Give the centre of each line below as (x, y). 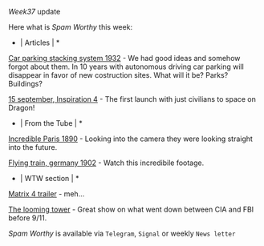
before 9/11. (28, 218)
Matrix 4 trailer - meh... (47, 194)
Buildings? (25, 84)
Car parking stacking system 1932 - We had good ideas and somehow (124, 58)
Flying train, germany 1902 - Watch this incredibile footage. (106, 163)
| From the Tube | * (51, 123)
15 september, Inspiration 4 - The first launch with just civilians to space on (132, 99)
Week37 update (35, 12)
